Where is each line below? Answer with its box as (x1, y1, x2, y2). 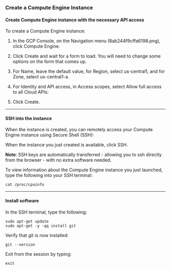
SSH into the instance (5, 115, 52, 121)
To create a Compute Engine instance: (5, 28, 85, 34)
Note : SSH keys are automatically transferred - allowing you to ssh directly (5, 152, 162, 158)
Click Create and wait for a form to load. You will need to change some (12, 53, 161, 59)
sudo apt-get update (5, 219, 49, 224)
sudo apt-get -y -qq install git (5, 223, 76, 228)
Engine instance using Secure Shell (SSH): (5, 132, 94, 138)
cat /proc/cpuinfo (5, 182, 44, 187)
